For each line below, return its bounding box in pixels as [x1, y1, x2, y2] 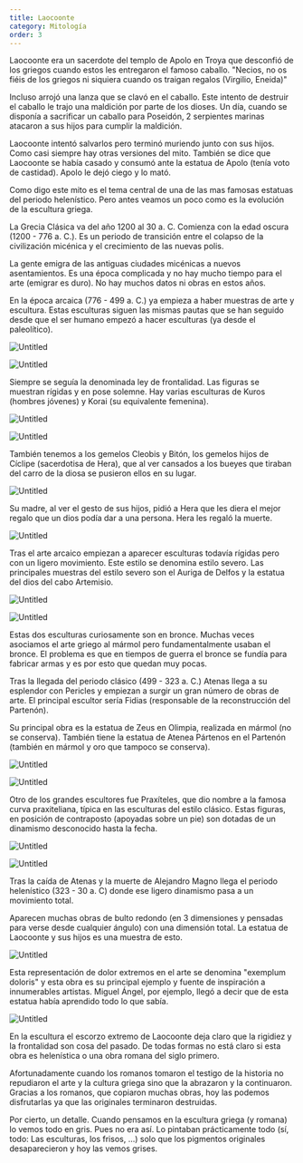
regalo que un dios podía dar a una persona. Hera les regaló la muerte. [9, 513, 273, 524]
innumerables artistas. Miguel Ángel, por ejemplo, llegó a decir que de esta [9, 986, 289, 997]
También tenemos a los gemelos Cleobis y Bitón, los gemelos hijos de [9, 449, 270, 460]
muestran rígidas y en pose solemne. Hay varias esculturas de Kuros [9, 386, 266, 397]
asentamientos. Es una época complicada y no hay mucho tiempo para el [9, 268, 282, 279]
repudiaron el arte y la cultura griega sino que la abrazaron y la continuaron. [9, 1078, 292, 1089]
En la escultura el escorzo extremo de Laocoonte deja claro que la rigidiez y [9, 1031, 292, 1042]
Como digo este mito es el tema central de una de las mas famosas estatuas [9, 185, 294, 196]
